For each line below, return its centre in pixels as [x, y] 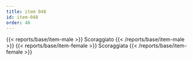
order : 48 [18, 23]
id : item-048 [22, 17]
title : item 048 [26, 12]
